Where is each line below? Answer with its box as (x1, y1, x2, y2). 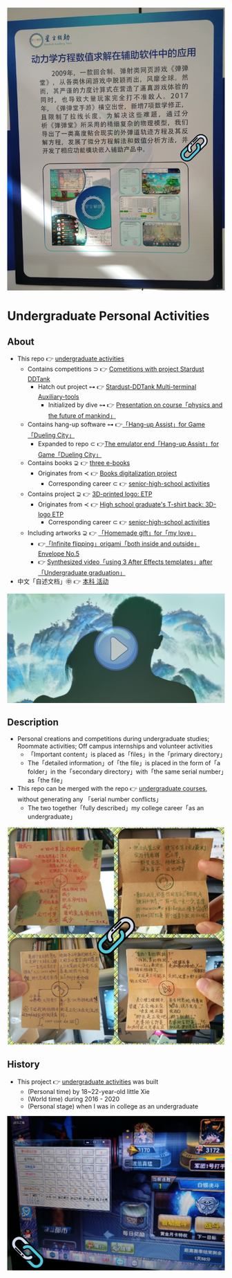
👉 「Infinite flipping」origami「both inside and (37, 540, 171, 548)
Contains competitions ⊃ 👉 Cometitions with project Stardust (27, 365, 205, 374)
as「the (27, 776, 50, 785)
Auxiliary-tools (37, 392, 79, 401)
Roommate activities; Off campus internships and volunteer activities (17, 742, 213, 751)
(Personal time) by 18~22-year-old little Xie (27, 1087, 151, 1095)
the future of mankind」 (48, 412, 116, 420)
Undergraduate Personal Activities (7, 309, 210, 324)
